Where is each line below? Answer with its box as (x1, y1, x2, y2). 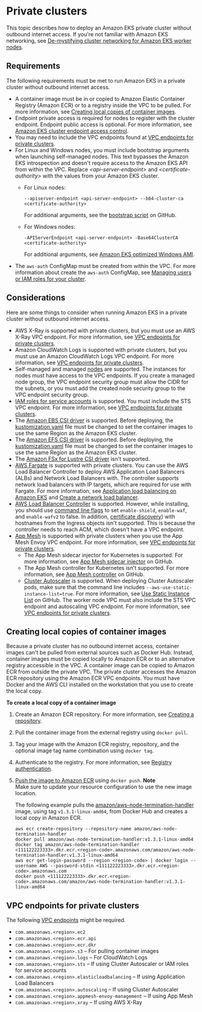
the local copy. (6, 687, 43, 695)
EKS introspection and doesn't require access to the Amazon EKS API (14, 159, 188, 167)
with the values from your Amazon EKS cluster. (42, 172, 160, 179)
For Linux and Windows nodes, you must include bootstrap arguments (14, 146, 190, 153)
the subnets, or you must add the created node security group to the (14, 385, 186, 392)
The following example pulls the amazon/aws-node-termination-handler (14, 801, 194, 809)
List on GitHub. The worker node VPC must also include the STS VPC (24, 596, 196, 603)
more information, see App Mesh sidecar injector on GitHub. (24, 557, 174, 565)
